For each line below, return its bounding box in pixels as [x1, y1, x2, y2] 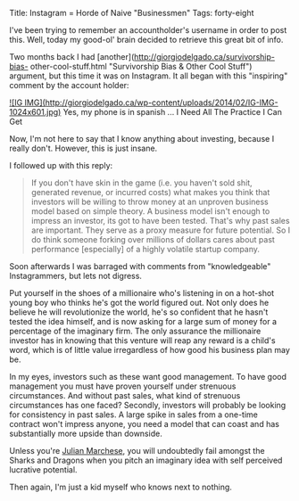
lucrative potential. [9, 464, 78, 475]
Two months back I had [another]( [9, 52, 135, 62]
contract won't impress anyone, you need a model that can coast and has [9, 419, 279, 429]
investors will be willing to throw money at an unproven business [30, 196, 270, 207]
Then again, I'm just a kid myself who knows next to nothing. [9, 481, 232, 492]
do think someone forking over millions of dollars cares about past [30, 234, 275, 244]
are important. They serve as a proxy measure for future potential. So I [30, 225, 291, 235]
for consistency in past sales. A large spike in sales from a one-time [9, 409, 259, 420]
